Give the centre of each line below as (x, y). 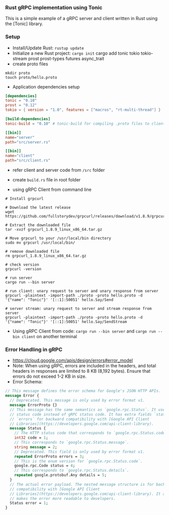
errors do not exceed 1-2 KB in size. (50, 376)
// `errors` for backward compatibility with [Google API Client (80, 419)
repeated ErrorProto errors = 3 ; (49, 456)
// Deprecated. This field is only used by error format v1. (79, 452)
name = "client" (20, 156)
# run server (19, 278)
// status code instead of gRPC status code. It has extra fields (81, 414)
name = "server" (20, 137)
